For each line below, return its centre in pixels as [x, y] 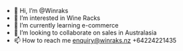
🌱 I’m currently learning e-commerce [66, 25]
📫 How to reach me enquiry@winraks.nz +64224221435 [95, 40]
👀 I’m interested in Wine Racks [57, 18]
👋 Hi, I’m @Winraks [41, 11]
